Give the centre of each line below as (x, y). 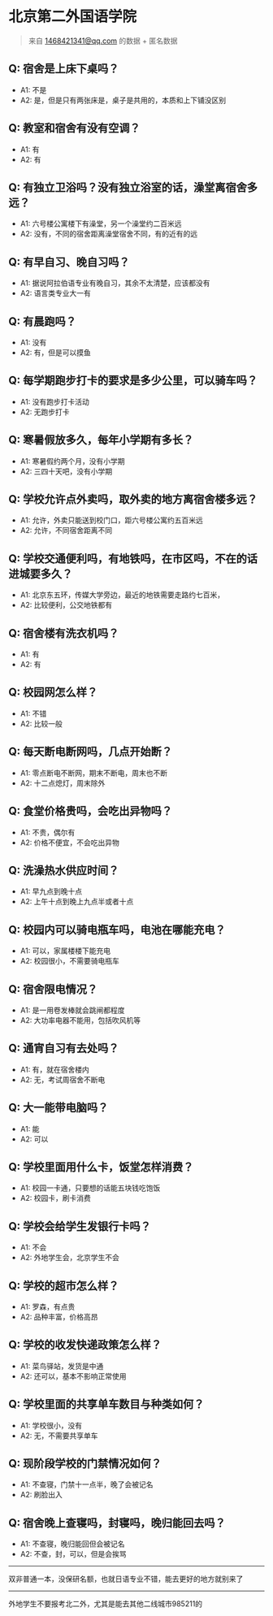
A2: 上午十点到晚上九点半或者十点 (77, 902)
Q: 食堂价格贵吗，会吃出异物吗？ (91, 811)
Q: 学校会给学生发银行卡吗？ (80, 1226)
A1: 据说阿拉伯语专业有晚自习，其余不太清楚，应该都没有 (115, 283)
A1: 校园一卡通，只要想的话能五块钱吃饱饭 (90, 1188)
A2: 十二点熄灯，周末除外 (63, 783)
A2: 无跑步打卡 (45, 412)
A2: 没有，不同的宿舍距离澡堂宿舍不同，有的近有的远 (108, 234)
